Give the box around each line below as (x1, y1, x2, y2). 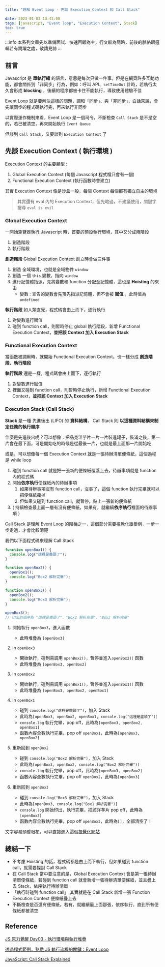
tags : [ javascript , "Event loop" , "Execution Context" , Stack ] (5, 21, 137, 26)
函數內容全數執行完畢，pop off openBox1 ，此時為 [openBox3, (19, 730, 140, 736)
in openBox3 (12, 645, 35, 651)
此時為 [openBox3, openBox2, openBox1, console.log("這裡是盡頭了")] (19, 714, 158, 720)
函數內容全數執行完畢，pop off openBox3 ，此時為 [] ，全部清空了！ (19, 818, 152, 824)
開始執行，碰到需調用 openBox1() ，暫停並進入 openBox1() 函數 (19, 681, 144, 687)
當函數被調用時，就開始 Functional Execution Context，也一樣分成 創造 (5, 354, 149, 360)
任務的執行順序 (9, 423, 40, 429)
